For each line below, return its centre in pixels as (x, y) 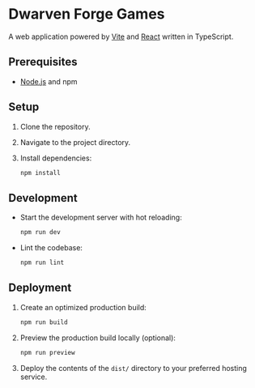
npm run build (44, 322)
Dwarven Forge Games (87, 14)
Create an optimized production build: (83, 307)
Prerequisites (43, 62)
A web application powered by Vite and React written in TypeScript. (121, 36)
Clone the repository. (55, 126)
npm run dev (40, 232)
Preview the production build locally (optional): (98, 338)
